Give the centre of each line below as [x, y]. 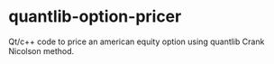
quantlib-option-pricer [95, 17]
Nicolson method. [41, 50]
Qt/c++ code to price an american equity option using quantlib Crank [137, 41]
